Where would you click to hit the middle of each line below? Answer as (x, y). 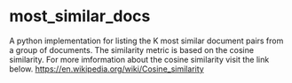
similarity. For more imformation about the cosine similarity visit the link (139, 59)
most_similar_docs (80, 16)
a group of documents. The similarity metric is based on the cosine (132, 49)
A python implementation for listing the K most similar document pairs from (146, 41)
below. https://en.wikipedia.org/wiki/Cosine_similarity (107, 69)
